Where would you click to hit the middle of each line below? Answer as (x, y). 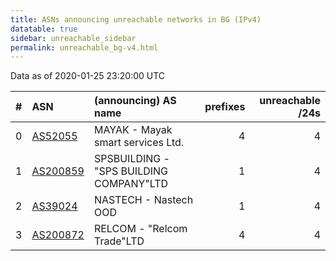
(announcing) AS (135, 101)
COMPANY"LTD (131, 184)
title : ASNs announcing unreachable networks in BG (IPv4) (136, 19)
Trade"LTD (119, 241)
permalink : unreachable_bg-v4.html (84, 47)
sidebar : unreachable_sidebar (73, 38)
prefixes (225, 107)
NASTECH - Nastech (143, 200)
